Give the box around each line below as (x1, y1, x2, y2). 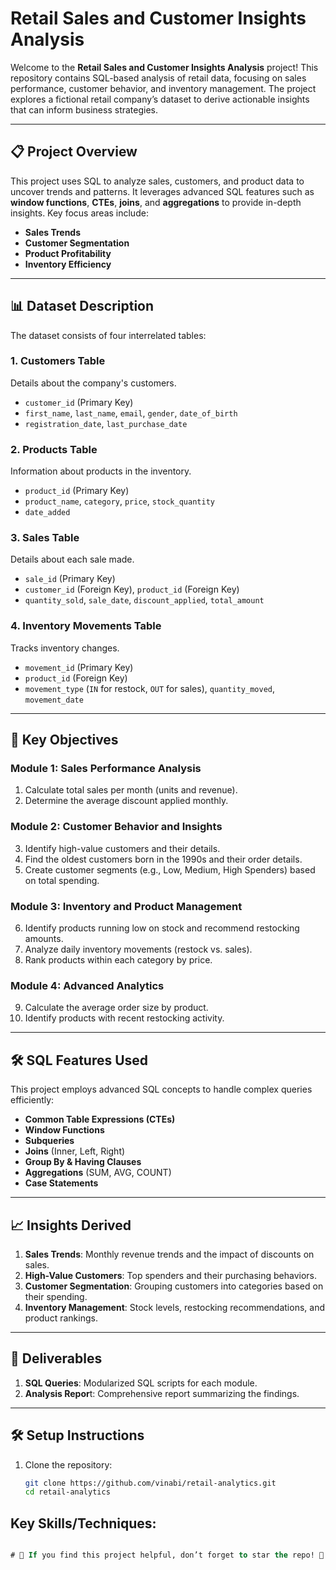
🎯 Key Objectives (10, 732, 119, 749)
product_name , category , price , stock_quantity (24, 495, 215, 507)
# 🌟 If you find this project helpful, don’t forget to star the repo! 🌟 (10, 1550, 325, 1561)
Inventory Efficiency (24, 258, 112, 270)
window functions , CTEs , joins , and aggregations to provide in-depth (10, 196, 302, 208)
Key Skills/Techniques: (10, 1515, 157, 1532)
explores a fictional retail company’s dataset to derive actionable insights (10, 93, 310, 105)
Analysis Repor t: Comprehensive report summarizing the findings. (24, 1387, 300, 1399)
